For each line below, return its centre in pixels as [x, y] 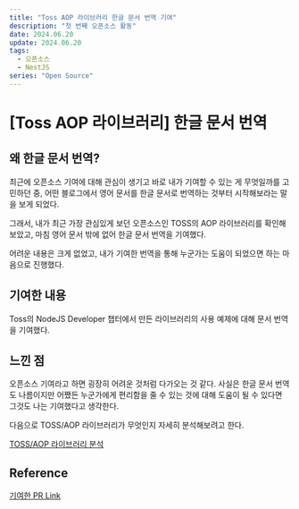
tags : [19, 51]
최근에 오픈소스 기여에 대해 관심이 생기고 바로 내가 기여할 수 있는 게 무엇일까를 [145, 182]
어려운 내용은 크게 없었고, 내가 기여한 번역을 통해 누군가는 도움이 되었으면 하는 [145, 253]
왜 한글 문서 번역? [54, 159]
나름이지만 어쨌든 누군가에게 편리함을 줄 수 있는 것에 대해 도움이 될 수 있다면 [150, 395]
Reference [39, 473]
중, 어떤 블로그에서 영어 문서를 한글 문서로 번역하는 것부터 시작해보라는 [155, 192]
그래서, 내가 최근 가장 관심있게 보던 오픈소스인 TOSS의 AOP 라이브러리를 [136, 223]
